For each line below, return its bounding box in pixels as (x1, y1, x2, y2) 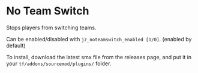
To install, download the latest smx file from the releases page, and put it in (6, 53, 192, 60)
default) (6, 42, 26, 49)
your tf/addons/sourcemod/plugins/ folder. (6, 60, 112, 67)
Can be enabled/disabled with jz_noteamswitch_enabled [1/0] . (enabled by (6, 35, 192, 42)
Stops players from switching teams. (6, 24, 97, 31)
